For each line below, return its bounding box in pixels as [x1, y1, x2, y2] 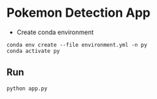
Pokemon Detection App [6, 5, 151, 21]
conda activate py [6, 47, 60, 54]
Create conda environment [16, 28, 94, 36]
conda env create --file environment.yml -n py [6, 41, 148, 48]
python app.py [6, 85, 48, 92]
